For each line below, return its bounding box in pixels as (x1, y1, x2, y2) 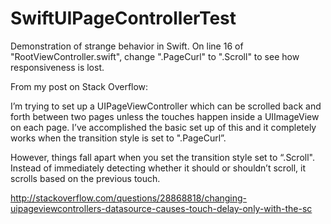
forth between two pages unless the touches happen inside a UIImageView (10, 110, 320, 122)
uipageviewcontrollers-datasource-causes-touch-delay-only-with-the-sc (10, 202, 313, 214)
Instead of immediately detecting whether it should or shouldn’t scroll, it (10, 162, 307, 174)
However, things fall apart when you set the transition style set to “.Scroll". (10, 151, 315, 163)
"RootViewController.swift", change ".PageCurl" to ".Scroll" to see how (10, 50, 300, 62)
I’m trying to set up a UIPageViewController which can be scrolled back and (10, 100, 322, 112)
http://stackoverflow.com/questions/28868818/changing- (10, 192, 248, 204)
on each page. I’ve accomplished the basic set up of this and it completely (10, 121, 317, 133)
